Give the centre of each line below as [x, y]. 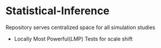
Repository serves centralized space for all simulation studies [80, 27]
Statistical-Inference [58, 11]
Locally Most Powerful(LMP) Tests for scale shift [73, 39]
